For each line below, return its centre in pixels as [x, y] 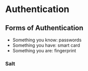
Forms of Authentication [45, 28]
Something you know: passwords [47, 40]
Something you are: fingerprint [44, 51]
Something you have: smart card [46, 45]
